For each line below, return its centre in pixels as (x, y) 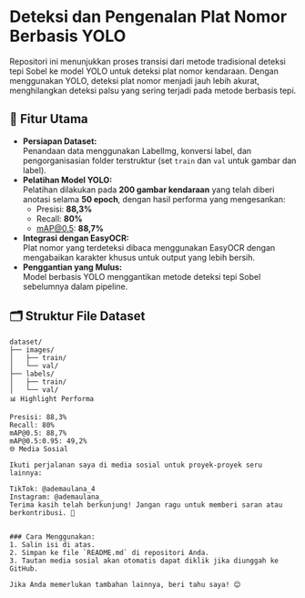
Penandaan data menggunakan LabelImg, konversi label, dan (137, 150)
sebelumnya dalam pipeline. (75, 286)
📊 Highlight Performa (51, 398)
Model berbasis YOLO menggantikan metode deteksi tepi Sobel (142, 276)
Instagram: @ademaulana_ (56, 497)
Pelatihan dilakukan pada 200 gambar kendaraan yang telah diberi (148, 190)
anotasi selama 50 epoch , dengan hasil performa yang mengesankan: (154, 199)
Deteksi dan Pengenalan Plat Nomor (148, 17)
